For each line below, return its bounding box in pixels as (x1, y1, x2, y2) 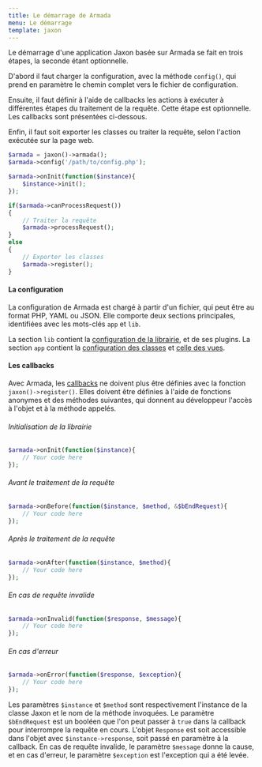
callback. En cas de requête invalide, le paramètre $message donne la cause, (8, 742, 255, 751)
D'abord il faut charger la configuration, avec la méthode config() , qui (8, 72, 237, 81)
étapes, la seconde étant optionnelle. (8, 56, 129, 66)
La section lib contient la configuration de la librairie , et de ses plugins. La (8, 334, 251, 344)
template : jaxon (8, 26, 62, 34)
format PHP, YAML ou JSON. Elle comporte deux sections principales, (8, 310, 236, 320)
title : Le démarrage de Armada (8, 11, 111, 20)
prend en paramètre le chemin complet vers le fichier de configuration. (8, 80, 238, 89)
